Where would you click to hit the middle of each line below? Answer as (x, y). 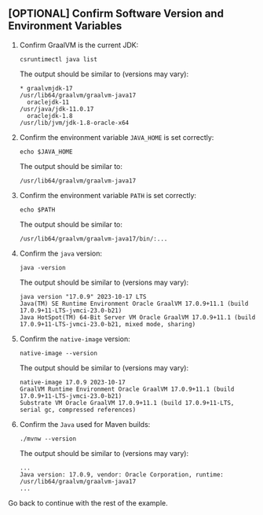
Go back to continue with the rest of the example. (88, 502)
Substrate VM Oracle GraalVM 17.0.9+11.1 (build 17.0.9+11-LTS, (127, 403)
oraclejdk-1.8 (50, 116)
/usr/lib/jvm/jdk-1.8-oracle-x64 (74, 123)
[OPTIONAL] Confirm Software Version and (116, 14)
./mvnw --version (48, 439)
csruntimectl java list (58, 59)
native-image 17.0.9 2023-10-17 (72, 382)
